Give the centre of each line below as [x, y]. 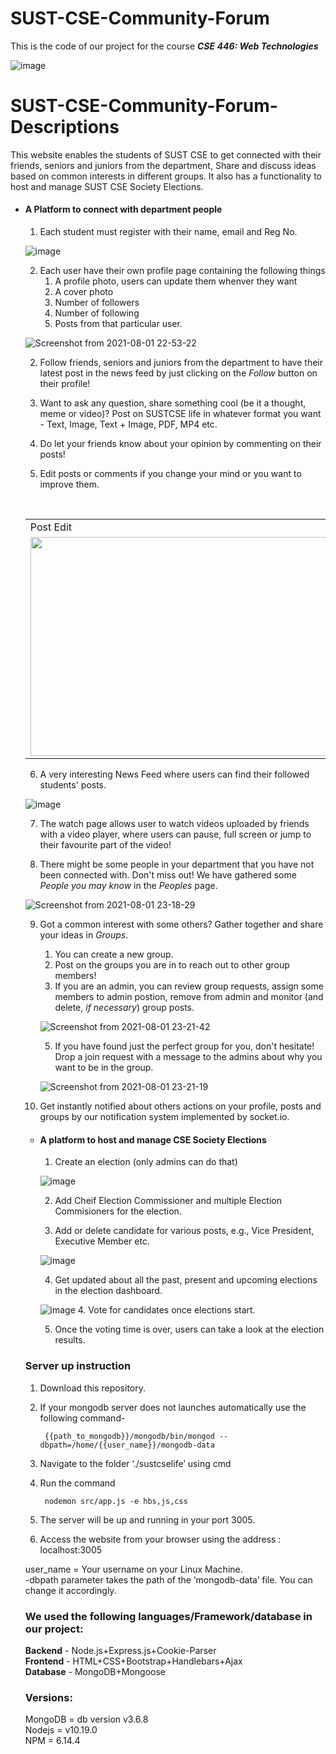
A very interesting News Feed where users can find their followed [174, 774]
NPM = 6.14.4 [52, 1741]
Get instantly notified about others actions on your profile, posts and [180, 1106]
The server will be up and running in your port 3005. [147, 1519]
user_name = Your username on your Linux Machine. [133, 1569]
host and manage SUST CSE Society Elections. [107, 186]
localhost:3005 [71, 1549]
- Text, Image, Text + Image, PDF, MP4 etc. [128, 424]
